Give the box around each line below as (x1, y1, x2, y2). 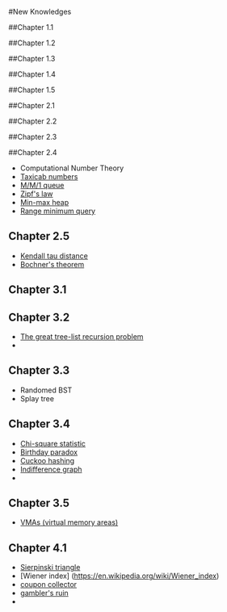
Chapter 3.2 (8, 310, 70, 324)
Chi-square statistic (19, 438, 86, 448)
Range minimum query (19, 206, 95, 216)
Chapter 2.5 (8, 229, 70, 243)
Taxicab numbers (19, 172, 78, 181)
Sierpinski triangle (19, 563, 81, 572)
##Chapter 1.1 (8, 23, 54, 31)
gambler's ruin (19, 589, 69, 598)
